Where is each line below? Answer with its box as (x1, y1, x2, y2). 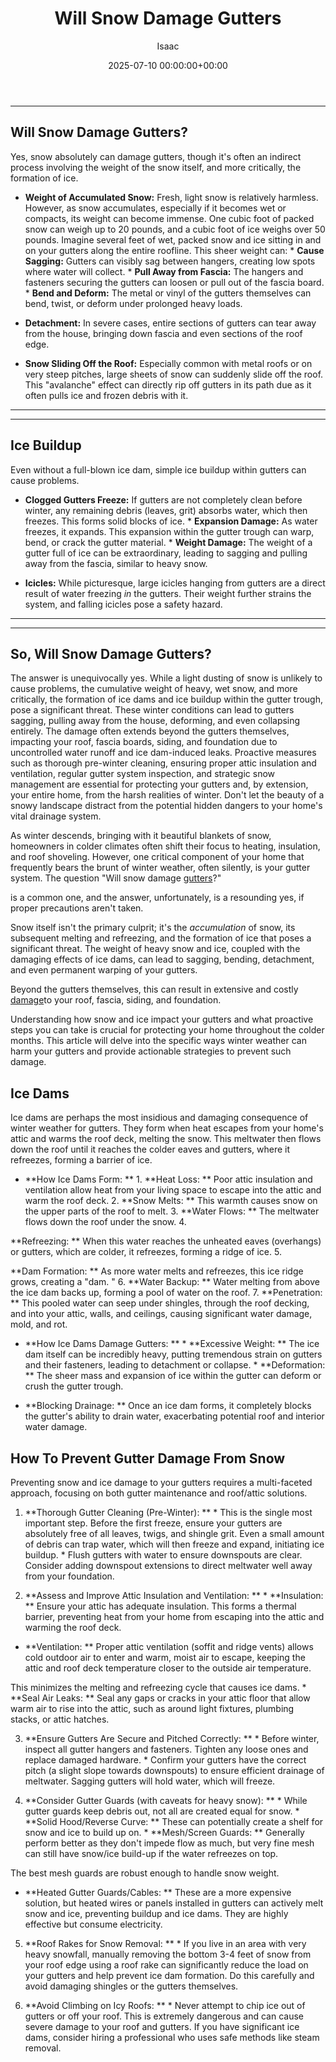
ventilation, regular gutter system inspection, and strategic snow (10, 768, 276, 780)
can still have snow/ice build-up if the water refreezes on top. (24, 1848, 279, 1859)
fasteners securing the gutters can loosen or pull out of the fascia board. (24, 276, 325, 288)
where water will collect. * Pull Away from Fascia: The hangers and (24, 265, 304, 277)
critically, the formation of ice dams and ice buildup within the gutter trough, (10, 693, 324, 706)
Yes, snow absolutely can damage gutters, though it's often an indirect (10, 150, 302, 162)
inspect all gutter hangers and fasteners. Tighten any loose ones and (24, 1743, 309, 1755)
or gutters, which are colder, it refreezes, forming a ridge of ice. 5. (10, 1246, 282, 1258)
